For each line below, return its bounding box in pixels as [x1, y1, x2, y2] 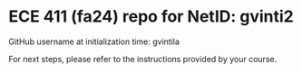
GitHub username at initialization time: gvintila [8, 36, 180, 47]
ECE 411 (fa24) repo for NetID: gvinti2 [8, 6, 294, 27]
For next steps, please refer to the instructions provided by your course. [8, 53, 278, 64]
